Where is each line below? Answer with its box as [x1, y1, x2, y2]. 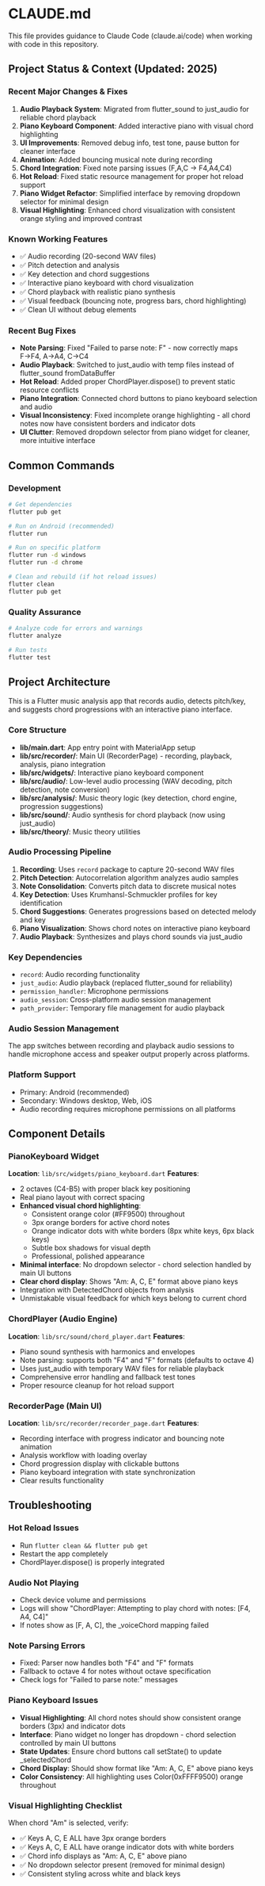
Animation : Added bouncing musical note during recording [19, 155, 213, 164]
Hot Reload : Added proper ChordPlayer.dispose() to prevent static [19, 377, 236, 387]
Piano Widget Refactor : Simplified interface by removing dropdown [19, 188, 241, 198]
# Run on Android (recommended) [8, 522, 115, 530]
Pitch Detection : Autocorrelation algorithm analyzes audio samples [19, 872, 239, 882]
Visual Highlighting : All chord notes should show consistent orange [19, 1712, 241, 1722]
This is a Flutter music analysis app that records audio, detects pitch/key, [8, 697, 247, 706]
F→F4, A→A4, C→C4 [19, 352, 89, 361]
